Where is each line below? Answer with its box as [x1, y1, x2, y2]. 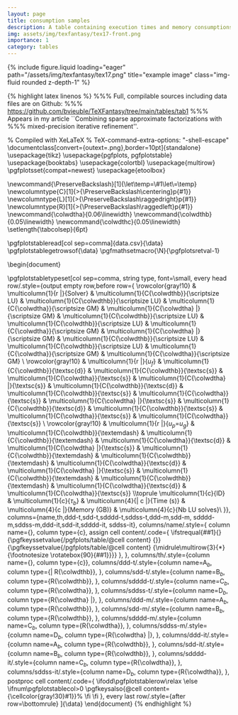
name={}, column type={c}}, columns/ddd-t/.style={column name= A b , [7, 559, 212, 569]
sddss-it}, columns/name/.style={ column [108, 520, 230, 529]
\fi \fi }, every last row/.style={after [84, 692, 186, 700]
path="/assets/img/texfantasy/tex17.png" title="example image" [7, 70, 193, 79]
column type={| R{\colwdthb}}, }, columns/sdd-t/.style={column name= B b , [7, 568, 225, 578]
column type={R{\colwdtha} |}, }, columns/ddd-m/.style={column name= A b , [7, 595, 229, 606]
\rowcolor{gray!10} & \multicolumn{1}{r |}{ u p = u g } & [46, 419, 195, 429]
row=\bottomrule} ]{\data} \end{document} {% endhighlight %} [7, 699, 192, 708]
